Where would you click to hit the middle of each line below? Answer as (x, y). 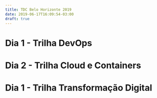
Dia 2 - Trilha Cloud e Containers (73, 65)
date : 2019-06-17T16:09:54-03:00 (39, 14)
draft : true (17, 19)
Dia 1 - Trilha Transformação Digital (78, 87)
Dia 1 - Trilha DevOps (49, 43)
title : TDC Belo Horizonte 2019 (38, 10)
